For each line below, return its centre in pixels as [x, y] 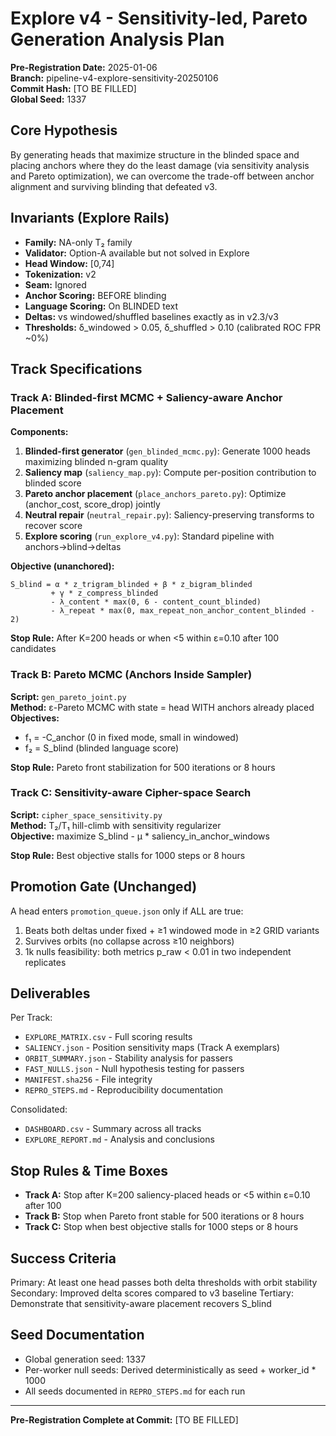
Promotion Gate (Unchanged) [104, 887]
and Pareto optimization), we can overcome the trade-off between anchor [162, 176]
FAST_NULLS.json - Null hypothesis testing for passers [134, 1069]
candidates [33, 649]
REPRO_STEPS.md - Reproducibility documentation [124, 1090]
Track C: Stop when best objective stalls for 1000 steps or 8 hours [161, 1227]
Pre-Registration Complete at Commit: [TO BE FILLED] [124, 1419]
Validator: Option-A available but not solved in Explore [137, 253]
